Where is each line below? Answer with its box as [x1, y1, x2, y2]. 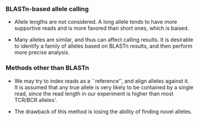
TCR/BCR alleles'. [14, 96, 57, 103]
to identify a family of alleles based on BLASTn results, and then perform [14, 42, 193, 49]
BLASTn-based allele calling [5, 5, 89, 13]
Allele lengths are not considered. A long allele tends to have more [14, 18, 178, 26]
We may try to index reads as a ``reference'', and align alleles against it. [14, 77, 189, 85]
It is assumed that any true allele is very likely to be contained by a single [14, 83, 194, 91]
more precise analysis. [14, 49, 70, 56]
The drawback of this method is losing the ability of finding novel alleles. [14, 108, 192, 115]
